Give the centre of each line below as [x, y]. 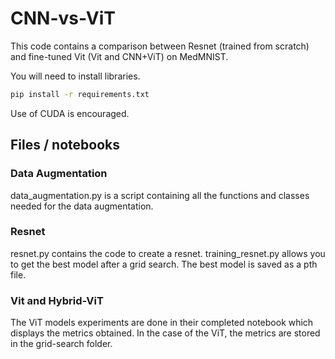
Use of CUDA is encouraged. [70, 113]
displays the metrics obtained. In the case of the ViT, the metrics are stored [165, 333]
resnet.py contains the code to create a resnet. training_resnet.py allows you [168, 253]
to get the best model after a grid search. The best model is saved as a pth [164, 264]
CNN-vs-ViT [63, 18]
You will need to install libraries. [75, 76]
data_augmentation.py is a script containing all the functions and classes [160, 195]
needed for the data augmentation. [82, 206]
